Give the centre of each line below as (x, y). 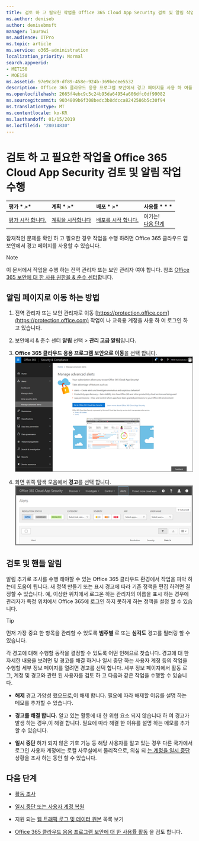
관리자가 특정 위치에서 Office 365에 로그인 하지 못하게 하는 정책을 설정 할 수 (94, 601)
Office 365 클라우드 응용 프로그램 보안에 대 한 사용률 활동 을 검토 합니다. (98, 831)
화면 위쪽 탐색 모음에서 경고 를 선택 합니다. (63, 482)
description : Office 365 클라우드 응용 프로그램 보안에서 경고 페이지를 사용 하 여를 (99, 88)
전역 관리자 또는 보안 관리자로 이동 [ (56, 313)
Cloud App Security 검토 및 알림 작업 (94, 172)
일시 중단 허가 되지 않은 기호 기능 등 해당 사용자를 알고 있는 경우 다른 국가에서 (104, 743)
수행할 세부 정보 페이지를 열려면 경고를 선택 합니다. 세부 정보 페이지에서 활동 (94, 668)
